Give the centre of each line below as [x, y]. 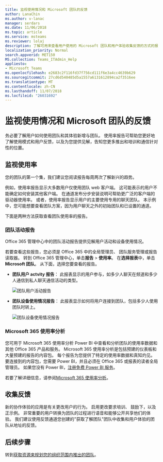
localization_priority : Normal [37, 50]
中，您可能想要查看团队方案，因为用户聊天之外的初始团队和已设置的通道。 [79, 206]
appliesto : [16, 64]
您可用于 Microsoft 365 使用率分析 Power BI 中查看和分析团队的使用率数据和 [81, 343]
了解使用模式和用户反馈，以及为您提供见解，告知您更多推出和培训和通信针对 [81, 142]
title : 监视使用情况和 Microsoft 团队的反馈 [46, 9]
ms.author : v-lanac [25, 18]
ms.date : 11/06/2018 [26, 28]
